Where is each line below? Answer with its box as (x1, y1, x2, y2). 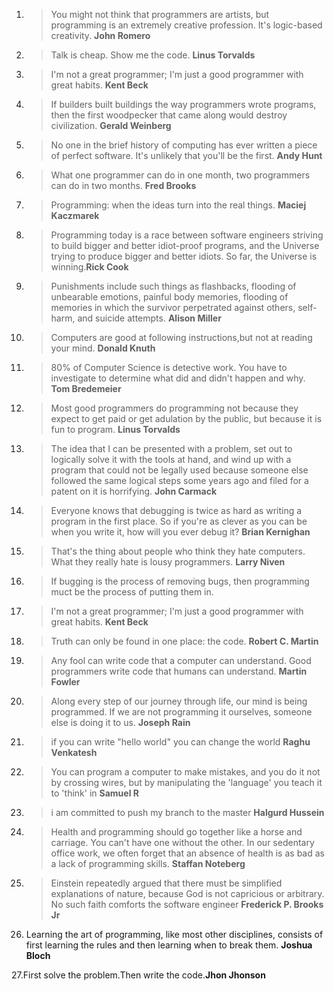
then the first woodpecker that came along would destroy (50, 109, 288, 121)
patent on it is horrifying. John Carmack (50, 485, 218, 497)
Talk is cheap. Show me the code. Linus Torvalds (50, 49, 256, 61)
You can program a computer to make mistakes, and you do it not (50, 766, 321, 778)
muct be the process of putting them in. (50, 586, 214, 598)
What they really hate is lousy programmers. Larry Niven (50, 556, 286, 568)
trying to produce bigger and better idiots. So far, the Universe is (50, 250, 318, 262)
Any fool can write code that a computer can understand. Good (50, 655, 312, 666)
